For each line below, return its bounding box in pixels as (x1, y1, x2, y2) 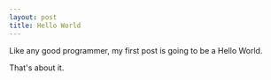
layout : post (9, 12, 58, 22)
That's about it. (9, 62, 65, 73)
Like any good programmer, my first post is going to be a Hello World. (9, 45, 263, 55)
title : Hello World (9, 21, 81, 30)
